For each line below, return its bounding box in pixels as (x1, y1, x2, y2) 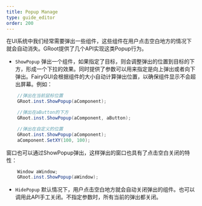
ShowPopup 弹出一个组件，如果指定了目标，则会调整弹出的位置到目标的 (15, 58, 190, 65)
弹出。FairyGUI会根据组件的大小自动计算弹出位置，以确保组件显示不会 (15, 73, 191, 81)
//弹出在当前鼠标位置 (17, 93, 64, 99)
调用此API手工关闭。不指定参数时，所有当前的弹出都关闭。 (15, 193, 162, 201)
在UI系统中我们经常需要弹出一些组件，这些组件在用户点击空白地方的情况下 (6, 38, 192, 45)
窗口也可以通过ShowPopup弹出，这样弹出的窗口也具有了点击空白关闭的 (6, 149, 185, 156)
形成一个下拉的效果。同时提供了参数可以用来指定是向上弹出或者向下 (25, 65, 195, 73)
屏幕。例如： (20, 81, 53, 88)
